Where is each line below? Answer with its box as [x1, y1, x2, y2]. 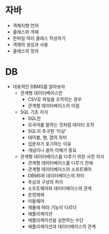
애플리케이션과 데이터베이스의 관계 [27, 223, 96, 229]
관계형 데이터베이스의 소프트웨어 [27, 166, 92, 172]
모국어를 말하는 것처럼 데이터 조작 [27, 122, 95, 128]
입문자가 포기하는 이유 [27, 140, 72, 147]
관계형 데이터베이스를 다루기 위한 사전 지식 [20, 153, 105, 159]
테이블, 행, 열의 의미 [27, 134, 67, 140]
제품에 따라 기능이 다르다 [27, 204, 77, 210]
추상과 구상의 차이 [27, 179, 63, 185]
